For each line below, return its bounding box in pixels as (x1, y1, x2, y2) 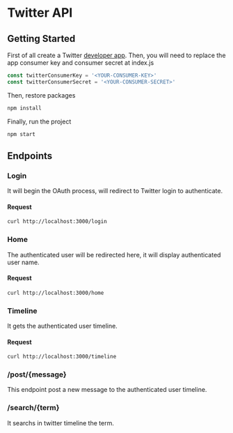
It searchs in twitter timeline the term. (7, 418, 115, 427)
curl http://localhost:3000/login (7, 218, 108, 225)
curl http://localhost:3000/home (7, 289, 104, 296)
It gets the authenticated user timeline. (7, 321, 118, 330)
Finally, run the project (7, 117, 72, 126)
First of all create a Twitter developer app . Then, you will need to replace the (7, 51, 226, 59)
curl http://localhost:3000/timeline (7, 354, 117, 360)
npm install (7, 105, 42, 112)
